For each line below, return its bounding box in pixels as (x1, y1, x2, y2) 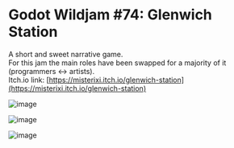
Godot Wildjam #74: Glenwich (8, 6, 212, 24)
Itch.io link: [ (8, 75, 50, 84)
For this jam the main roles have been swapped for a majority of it (8, 58, 227, 68)
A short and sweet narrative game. (8, 49, 123, 59)
